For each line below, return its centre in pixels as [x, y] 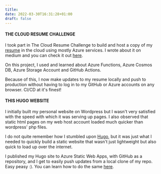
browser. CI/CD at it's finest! [33, 89]
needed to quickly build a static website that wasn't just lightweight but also [81, 141]
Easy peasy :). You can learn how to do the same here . [59, 166]
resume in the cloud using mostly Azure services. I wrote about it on [73, 50]
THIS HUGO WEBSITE [27, 101]
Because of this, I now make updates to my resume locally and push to [76, 79]
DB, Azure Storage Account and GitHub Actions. [53, 70]
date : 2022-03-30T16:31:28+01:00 [39, 14]
